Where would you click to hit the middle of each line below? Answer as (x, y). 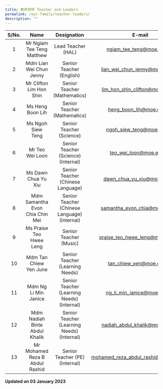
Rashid (37, 370)
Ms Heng (37, 107)
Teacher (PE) (70, 357)
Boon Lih (37, 112)
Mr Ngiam (37, 43)
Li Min (37, 293)
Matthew (37, 56)
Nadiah (37, 319)
